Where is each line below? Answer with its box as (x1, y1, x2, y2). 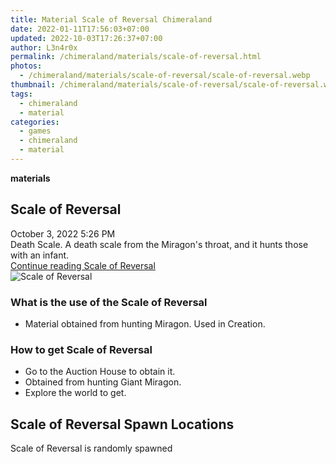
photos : (10, 61, 43, 71)
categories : (10, 117, 60, 127)
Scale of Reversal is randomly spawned (10, 442, 173, 455)
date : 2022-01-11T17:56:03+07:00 (10, 24, 150, 34)
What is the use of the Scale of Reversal (10, 295, 208, 309)
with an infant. (10, 249, 70, 261)
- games (19, 126, 52, 136)
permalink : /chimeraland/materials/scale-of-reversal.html (10, 52, 262, 62)
